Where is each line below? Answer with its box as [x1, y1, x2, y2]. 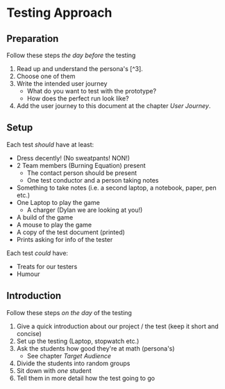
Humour [16, 270, 40, 278]
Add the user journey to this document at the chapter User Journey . [16, 102, 211, 109]
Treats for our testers [16, 262, 78, 270]
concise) [16, 329, 42, 337]
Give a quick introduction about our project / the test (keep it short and [16, 322, 219, 330]
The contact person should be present [26, 169, 137, 177]
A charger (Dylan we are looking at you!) [26, 206, 143, 214]
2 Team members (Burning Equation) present [16, 161, 147, 169]
